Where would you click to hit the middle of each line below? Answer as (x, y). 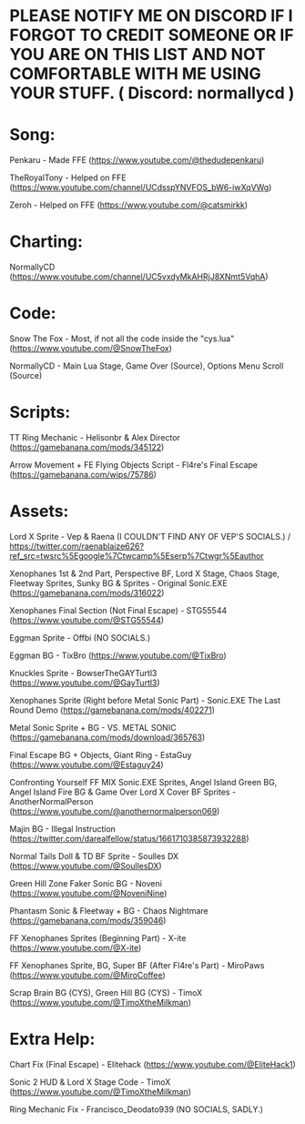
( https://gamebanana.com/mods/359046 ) (88, 920)
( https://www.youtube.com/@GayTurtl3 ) (85, 683)
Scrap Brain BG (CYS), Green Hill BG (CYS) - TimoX (106, 992)
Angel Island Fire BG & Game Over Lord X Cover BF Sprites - (123, 792)
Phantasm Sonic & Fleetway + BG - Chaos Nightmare (109, 910)
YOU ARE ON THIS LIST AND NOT (137, 55)
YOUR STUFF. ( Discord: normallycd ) (152, 93)
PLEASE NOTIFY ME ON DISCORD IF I (151, 16)
